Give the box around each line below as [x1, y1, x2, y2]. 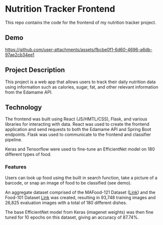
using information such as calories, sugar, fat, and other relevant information [5, 84, 159, 90]
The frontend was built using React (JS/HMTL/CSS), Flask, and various [5, 116, 147, 122]
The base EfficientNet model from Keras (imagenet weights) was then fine [5, 209, 154, 215]
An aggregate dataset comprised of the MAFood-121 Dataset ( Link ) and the [5, 189, 156, 195]
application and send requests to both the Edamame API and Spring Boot [5, 127, 152, 132]
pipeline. [5, 137, 22, 143]
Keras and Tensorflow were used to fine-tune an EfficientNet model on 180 [5, 146, 155, 152]
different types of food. [5, 151, 52, 157]
